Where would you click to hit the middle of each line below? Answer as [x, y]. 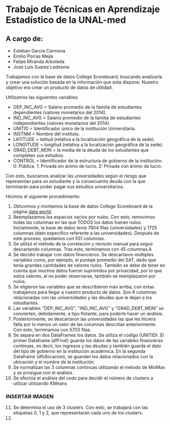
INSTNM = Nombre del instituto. [47, 134]
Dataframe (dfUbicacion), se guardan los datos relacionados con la [83, 357]
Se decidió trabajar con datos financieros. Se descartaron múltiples [83, 254]
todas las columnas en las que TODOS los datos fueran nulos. [77, 222]
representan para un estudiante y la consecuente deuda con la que [76, 181]
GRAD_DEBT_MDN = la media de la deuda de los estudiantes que [81, 150]
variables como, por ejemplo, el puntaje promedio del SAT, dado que [84, 260]
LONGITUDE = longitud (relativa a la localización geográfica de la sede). [88, 145]
